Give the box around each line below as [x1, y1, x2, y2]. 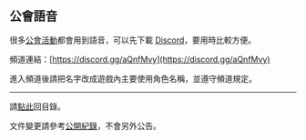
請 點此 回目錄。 [9, 101, 66, 112]
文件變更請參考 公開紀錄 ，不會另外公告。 [9, 120, 161, 131]
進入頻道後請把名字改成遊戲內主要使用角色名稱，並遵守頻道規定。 [9, 73, 257, 84]
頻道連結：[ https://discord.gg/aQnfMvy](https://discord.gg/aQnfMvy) [9, 54, 270, 65]
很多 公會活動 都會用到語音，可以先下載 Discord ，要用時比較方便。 [9, 35, 257, 45]
